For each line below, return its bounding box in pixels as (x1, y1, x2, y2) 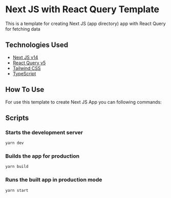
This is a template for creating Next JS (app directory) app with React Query (5, 20, 166, 27)
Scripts (5, 113, 29, 122)
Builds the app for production (5, 153, 80, 160)
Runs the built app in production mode (5, 176, 102, 183)
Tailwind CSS (12, 65, 41, 71)
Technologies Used (5, 41, 68, 49)
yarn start (5, 188, 29, 193)
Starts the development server (5, 129, 83, 136)
